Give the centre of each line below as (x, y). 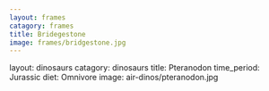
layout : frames (38, 17)
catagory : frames (42, 26)
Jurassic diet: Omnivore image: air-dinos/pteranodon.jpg (114, 78)
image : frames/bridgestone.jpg (68, 42)
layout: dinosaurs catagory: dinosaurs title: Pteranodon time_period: (134, 68)
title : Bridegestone (48, 34)
